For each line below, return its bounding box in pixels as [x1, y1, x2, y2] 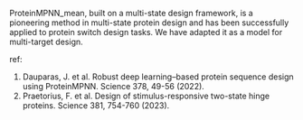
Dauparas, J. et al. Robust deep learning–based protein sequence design [22, 71, 294, 82]
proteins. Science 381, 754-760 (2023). [22, 100, 170, 111]
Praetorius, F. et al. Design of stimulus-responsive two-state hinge [22, 90, 270, 101]
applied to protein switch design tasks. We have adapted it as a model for [9, 27, 283, 37]
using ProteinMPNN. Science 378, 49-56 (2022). [22, 81, 205, 91]
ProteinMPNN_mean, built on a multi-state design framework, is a [9, 8, 253, 18]
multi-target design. [9, 36, 83, 47]
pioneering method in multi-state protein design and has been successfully [9, 17, 289, 28]
